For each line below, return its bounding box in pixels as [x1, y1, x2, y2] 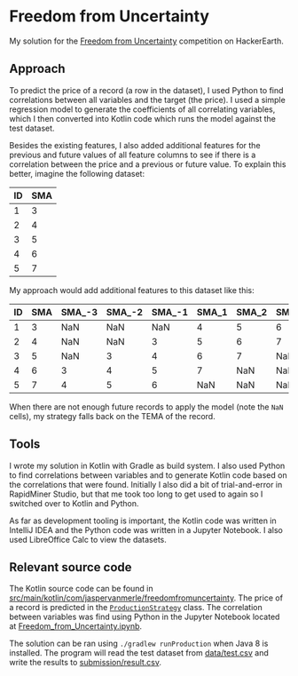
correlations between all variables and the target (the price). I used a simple [9, 94, 286, 105]
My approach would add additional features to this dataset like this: [9, 284, 255, 295]
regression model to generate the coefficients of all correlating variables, [9, 104, 276, 115]
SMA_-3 [60, 306, 98, 318]
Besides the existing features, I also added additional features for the [9, 139, 261, 150]
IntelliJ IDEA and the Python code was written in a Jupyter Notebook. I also [9, 524, 284, 535]
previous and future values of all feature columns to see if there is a [9, 149, 256, 160]
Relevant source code [9, 560, 132, 575]
